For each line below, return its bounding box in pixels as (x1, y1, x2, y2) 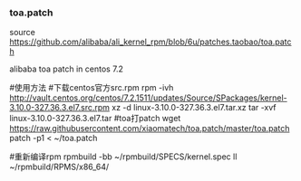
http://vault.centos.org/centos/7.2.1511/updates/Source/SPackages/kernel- (9, 92, 287, 103)
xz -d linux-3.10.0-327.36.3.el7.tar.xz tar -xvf (112, 102, 277, 113)
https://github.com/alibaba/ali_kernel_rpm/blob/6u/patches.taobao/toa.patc (9, 36, 292, 47)
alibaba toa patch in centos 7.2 (9, 63, 124, 74)
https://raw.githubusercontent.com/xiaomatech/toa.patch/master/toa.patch (9, 123, 290, 134)
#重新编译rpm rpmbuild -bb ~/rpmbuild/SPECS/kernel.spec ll (9, 151, 238, 162)
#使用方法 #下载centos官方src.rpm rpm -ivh (9, 82, 174, 93)
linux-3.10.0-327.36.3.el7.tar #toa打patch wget (9, 113, 181, 124)
